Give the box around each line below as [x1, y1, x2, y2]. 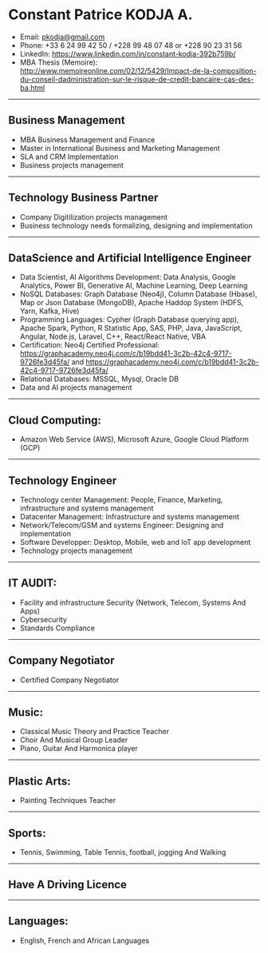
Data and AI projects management [19, 383, 132, 392]
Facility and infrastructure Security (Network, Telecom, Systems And [19, 598, 246, 607]
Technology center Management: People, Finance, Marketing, [19, 495, 223, 504]
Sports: [8, 826, 46, 840]
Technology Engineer [8, 474, 117, 487]
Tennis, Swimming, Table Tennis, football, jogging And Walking [19, 848, 227, 857]
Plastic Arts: [8, 774, 71, 788]
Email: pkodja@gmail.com [19, 32, 105, 42]
